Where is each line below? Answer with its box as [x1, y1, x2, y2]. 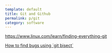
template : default [5, 7, 42, 12]
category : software [5, 20, 44, 25]
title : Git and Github [5, 11, 51, 16]
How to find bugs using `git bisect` [5, 42, 74, 48]
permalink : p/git [5, 16, 40, 21]
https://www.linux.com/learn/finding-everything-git [5, 33, 107, 39]
